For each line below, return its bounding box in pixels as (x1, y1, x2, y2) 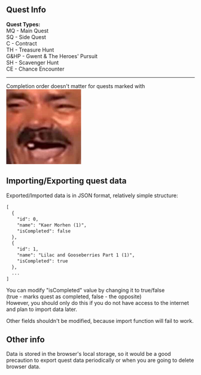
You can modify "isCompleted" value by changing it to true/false (6, 286, 165, 294)
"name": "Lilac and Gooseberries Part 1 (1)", (17, 252, 135, 258)
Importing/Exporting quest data (6, 176, 127, 186)
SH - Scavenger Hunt (6, 59, 59, 66)
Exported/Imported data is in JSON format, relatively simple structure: (6, 192, 178, 199)
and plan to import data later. (6, 306, 78, 313)
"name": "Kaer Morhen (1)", (17, 222, 87, 228)
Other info (6, 335, 45, 345)
